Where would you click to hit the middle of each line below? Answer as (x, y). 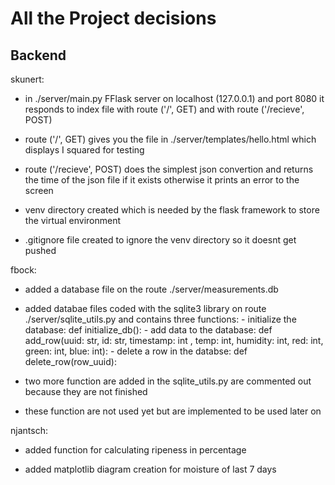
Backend (38, 55)
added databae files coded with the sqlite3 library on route (145, 308)
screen (39, 190)
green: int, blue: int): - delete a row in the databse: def (136, 351)
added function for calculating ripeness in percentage (135, 450)
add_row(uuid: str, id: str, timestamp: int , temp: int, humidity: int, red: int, (174, 340)
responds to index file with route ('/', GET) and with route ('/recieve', (164, 109)
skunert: (27, 79)
